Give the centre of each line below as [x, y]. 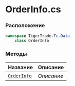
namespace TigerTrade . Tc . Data [38, 36]
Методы [16, 54]
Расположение [25, 26]
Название [21, 67]
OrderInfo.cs [33, 9]
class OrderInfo [32, 41]
